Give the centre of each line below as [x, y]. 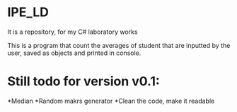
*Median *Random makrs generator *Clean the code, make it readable [111, 101]
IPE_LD [28, 12]
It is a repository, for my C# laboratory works [73, 32]
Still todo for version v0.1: [84, 81]
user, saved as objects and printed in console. [74, 53]
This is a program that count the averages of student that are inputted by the [119, 45]
